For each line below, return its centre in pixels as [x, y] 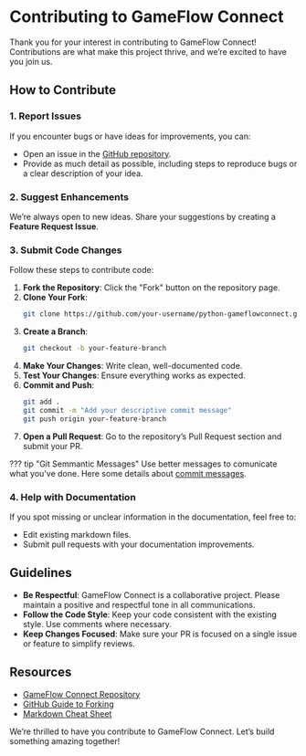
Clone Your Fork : [55, 298]
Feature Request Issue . [54, 226]
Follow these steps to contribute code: [82, 270]
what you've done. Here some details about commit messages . [128, 473]
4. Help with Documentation [73, 497]
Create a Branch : [55, 331]
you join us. [31, 61]
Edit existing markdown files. [77, 534]
